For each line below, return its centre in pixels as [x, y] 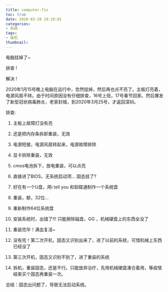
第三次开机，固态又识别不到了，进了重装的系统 [61, 257]
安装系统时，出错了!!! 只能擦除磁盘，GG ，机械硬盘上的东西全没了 [81, 219]
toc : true [16, 15]
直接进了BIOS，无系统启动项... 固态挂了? [54, 176]
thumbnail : [17, 43]
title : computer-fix [27, 10]
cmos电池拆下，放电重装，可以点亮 [49, 165]
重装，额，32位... [31, 197]
